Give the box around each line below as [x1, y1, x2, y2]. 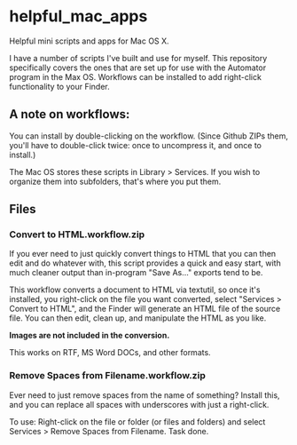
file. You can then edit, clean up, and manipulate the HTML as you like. [9, 313, 267, 323]
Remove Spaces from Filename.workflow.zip [9, 370, 206, 382]
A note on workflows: [9, 107, 130, 122]
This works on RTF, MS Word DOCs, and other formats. [9, 347, 211, 358]
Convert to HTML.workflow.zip [9, 228, 145, 241]
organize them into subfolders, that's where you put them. [9, 176, 222, 187]
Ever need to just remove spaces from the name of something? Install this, [9, 389, 281, 401]
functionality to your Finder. [9, 81, 111, 91]
